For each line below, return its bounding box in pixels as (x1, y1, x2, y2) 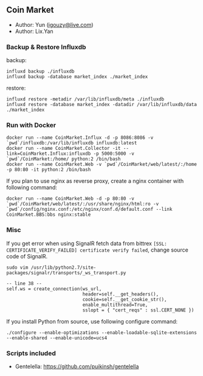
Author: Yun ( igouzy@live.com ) (15, 21, 94, 28)
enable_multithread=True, (82, 302, 148, 308)
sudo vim (6, 264, 29, 271)
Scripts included (6, 349, 56, 357)
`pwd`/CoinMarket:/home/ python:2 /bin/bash (6, 156, 121, 162)
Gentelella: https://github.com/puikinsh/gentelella (15, 363, 139, 370)
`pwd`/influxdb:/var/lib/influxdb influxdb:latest (6, 140, 137, 146)
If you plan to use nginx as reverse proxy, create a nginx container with (6, 177, 184, 185)
